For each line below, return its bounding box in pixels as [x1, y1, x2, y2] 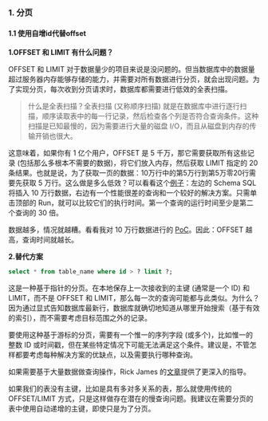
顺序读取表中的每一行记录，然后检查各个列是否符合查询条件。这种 [41, 112, 259, 121]
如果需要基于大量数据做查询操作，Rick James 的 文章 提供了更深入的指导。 [8, 367, 251, 376]
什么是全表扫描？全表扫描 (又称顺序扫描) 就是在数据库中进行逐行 [27, 101, 240, 111]
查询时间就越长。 [22, 235, 78, 245]
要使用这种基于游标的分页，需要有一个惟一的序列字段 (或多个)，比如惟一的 [8, 330, 254, 340]
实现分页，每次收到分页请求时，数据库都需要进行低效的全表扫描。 [14, 85, 232, 94]
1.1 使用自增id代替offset [8, 28, 86, 37]
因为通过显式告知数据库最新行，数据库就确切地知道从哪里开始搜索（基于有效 [8, 303, 260, 313]
